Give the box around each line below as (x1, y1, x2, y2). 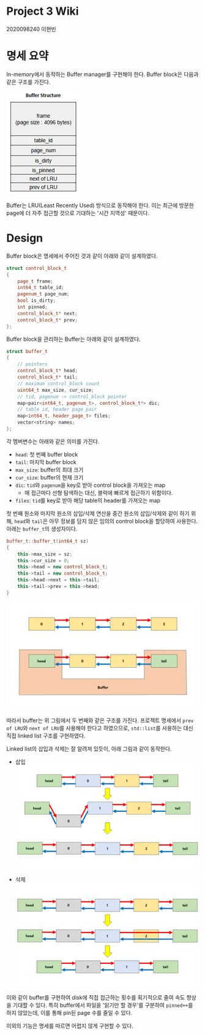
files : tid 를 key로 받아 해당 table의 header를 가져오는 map (15, 497, 161, 504)
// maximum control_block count (17, 380, 100, 387)
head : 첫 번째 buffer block (15, 451, 78, 458)
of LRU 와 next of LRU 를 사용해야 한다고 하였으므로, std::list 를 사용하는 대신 (6, 725, 194, 732)
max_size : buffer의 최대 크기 (15, 466, 84, 473)
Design (6, 231, 43, 245)
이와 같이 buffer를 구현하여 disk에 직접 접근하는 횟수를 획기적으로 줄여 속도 (6, 993, 185, 1001)
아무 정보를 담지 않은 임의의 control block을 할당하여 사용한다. (48, 517, 198, 525)
